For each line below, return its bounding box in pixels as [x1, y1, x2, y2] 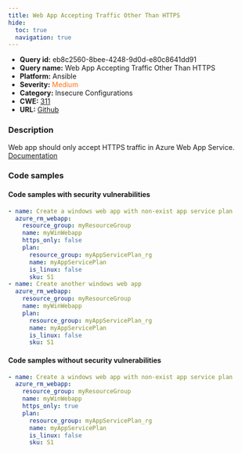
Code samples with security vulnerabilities [8, 190, 150, 199]
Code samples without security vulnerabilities [8, 355, 162, 365]
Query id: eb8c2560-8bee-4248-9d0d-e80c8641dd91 [19, 55, 197, 64]
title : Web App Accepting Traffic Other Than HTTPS [8, 11, 180, 20]
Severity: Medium [19, 80, 78, 90]
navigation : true [15, 33, 72, 42]
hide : [8, 19, 26, 27]
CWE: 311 [19, 97, 51, 106]
